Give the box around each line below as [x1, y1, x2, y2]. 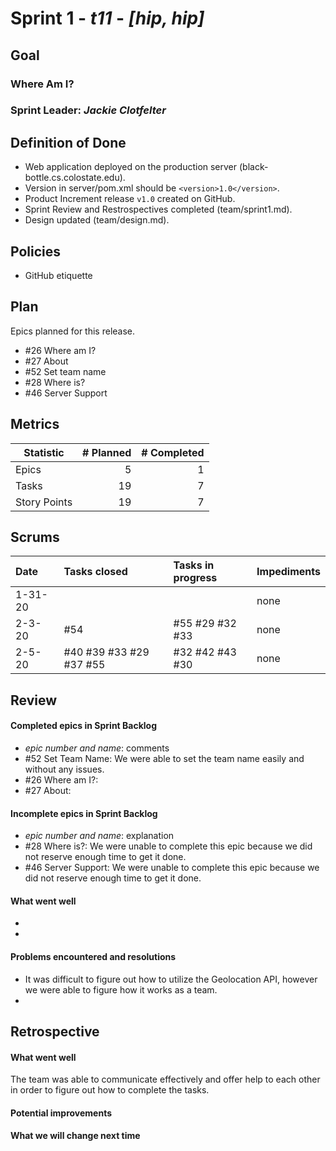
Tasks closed [63, 565, 128, 579]
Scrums [10, 529, 60, 546]
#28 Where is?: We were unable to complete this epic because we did [24, 840, 313, 852]
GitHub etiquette [24, 270, 93, 282]
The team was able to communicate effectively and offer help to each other [10, 1073, 321, 1086]
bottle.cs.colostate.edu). [24, 172, 126, 184]
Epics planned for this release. [10, 325, 136, 337]
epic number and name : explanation [24, 830, 175, 842]
